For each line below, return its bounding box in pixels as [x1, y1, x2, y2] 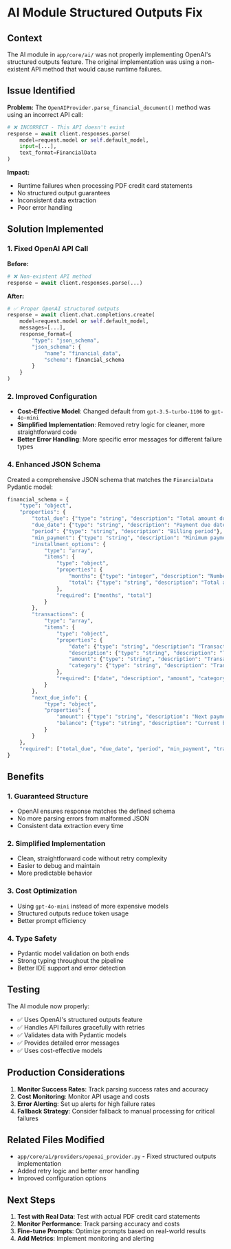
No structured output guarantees [16, 189, 111, 197]
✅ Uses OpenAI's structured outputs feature [16, 1015, 143, 1023]
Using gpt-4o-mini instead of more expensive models [16, 902, 169, 910]
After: [7, 292, 25, 300]
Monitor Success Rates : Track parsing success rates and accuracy [16, 1085, 209, 1093]
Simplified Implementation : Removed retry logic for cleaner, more [16, 421, 205, 429]
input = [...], [19, 143, 57, 150]
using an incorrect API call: [7, 110, 84, 118]
